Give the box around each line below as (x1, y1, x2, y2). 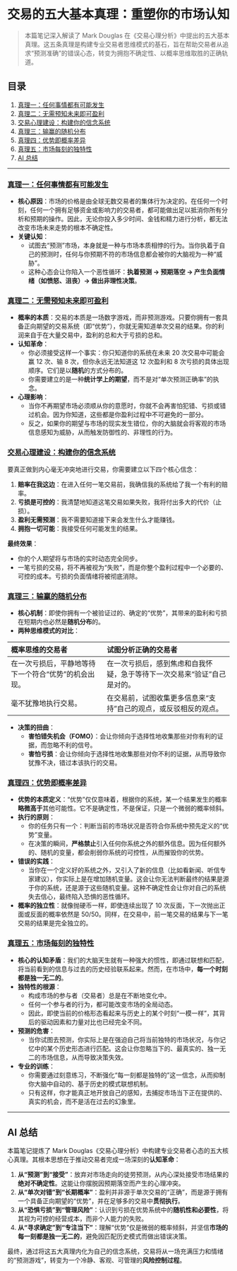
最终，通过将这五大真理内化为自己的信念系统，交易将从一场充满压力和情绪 (7, 1247, 224, 1255)
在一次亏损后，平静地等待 (11, 658, 97, 668)
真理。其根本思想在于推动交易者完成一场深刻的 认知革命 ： (13, 1155, 181, 1164)
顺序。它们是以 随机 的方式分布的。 (28, 366, 128, 375)
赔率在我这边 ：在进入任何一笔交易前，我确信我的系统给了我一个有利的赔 (17, 480, 228, 488)
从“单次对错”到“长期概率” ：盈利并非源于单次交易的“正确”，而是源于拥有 (17, 1188, 229, 1197)
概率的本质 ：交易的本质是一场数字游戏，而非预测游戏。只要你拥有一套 (17, 313, 222, 322)
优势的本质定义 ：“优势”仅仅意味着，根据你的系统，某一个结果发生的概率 (17, 795, 228, 804)
